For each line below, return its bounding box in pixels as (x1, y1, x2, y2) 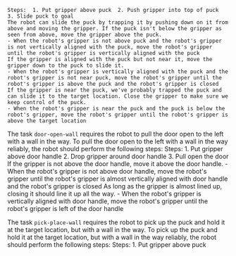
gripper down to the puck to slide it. (7, 62, 125, 69)
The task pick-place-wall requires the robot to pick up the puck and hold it (7, 218, 225, 226)
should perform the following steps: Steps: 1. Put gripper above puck (7, 241, 206, 249)
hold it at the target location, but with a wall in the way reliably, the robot (7, 233, 217, 241)
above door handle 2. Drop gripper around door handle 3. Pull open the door (7, 152, 229, 160)
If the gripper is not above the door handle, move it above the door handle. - (7, 160, 228, 168)
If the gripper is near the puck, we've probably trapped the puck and (7, 87, 222, 94)
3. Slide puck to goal (7, 13, 74, 20)
